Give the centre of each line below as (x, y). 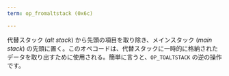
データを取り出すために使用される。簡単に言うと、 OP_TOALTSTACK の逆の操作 (114, 57)
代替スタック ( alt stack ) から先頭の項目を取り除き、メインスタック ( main (110, 40)
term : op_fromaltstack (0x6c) (50, 13)
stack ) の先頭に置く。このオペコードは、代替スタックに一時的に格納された (113, 48)
